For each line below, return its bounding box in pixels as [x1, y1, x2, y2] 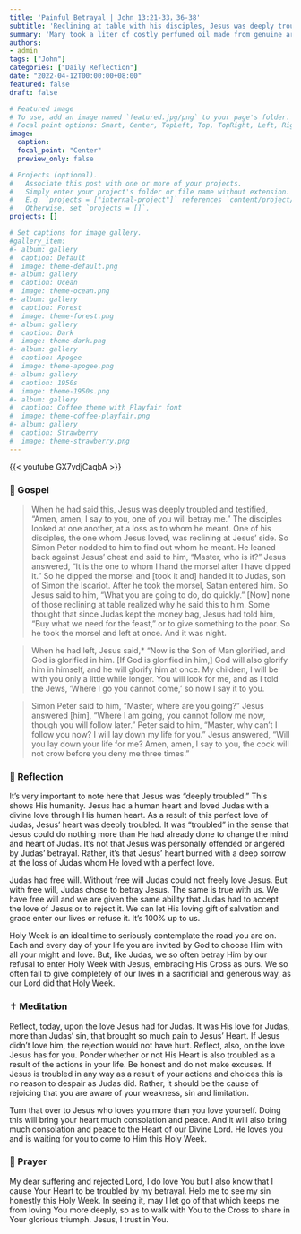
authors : [9, 38, 42, 47]
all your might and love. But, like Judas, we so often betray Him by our [9, 949, 268, 960]
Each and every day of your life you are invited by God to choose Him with [9, 940, 284, 951]
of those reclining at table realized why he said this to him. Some [30, 599, 271, 609]
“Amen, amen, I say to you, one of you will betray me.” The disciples [30, 513, 282, 524]
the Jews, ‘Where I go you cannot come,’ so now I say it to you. [30, 683, 265, 694]
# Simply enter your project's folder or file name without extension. [9, 187, 291, 196]
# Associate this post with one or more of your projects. [9, 178, 243, 188]
